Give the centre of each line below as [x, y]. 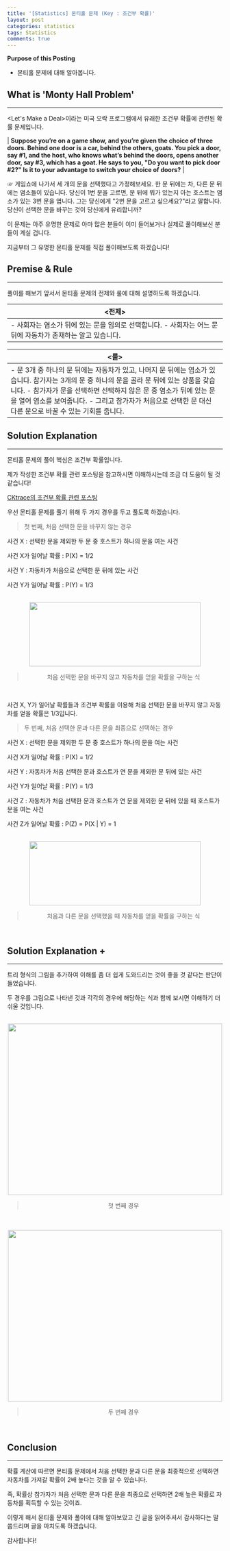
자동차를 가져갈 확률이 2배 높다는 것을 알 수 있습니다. [77, 1480]
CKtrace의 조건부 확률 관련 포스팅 [52, 497]
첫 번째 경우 [124, 1206]
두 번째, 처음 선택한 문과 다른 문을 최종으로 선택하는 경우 [99, 728]
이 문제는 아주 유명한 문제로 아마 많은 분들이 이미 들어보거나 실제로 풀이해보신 [110, 224]
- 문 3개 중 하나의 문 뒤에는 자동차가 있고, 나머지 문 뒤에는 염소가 [109, 369]
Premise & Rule [40, 269]
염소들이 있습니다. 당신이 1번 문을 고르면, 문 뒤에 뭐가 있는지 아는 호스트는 [117, 192]
